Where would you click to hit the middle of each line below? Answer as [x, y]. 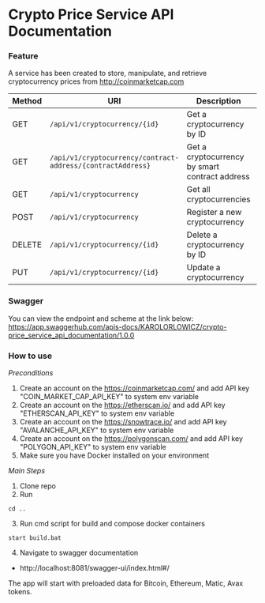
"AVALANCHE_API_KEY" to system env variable [97, 430]
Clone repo [38, 486]
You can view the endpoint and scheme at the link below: [101, 318]
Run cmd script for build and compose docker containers [112, 524]
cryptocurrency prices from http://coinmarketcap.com [96, 81]
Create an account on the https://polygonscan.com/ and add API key [131, 439]
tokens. [21, 592]
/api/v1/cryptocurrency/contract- [115, 158]
